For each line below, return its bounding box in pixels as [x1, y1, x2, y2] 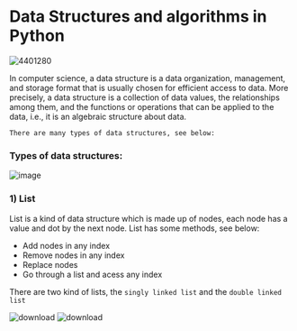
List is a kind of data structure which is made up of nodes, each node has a [9, 213, 288, 224]
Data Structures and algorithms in [9, 6, 267, 27]
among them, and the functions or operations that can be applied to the [9, 101, 274, 112]
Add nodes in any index [22, 240, 111, 251]
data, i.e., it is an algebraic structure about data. [9, 111, 187, 122]
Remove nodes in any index [22, 250, 125, 261]
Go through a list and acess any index [22, 269, 163, 280]
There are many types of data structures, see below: [9, 128, 216, 137]
